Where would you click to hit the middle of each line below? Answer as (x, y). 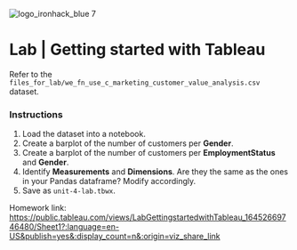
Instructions (36, 114)
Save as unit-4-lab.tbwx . (68, 190)
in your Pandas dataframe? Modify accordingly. (109, 181)
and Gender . (45, 162)
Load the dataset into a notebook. (84, 134)
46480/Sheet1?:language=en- (64, 227)
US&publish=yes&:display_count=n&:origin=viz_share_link (115, 237)
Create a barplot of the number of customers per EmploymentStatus (148, 153)
